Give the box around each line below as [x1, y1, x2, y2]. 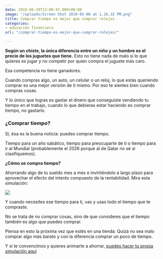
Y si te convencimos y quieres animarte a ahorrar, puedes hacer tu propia [5, 243, 153, 249]
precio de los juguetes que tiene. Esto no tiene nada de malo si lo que [5, 53, 147, 59]
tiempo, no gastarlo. [5, 107, 46, 113]
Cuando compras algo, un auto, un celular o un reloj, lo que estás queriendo [5, 77, 159, 83]
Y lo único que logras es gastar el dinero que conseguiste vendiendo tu [5, 97, 149, 103]
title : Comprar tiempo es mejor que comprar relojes [5, 16, 115, 21]
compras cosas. [5, 88, 38, 93]
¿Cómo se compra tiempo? [5, 160, 61, 166]
